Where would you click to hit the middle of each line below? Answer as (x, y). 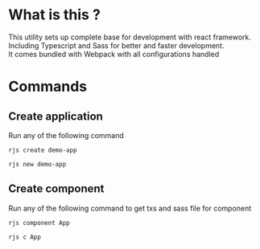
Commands (48, 87)
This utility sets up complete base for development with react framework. (130, 37)
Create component (56, 189)
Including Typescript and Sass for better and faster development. (116, 45)
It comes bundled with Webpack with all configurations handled (114, 54)
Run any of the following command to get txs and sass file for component (130, 208)
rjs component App (39, 222)
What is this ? (54, 15)
